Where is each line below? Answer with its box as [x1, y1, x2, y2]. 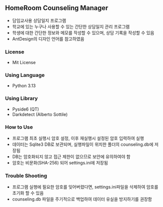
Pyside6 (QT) [12, 106, 39, 112]
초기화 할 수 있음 [12, 190, 44, 196]
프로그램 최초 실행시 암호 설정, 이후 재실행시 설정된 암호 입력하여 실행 [12, 136, 144, 141]
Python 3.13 [12, 83, 36, 89]
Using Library [5, 95, 38, 102]
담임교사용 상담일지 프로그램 [12, 17, 67, 23]
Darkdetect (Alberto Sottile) [12, 111, 68, 117]
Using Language [5, 72, 45, 79]
